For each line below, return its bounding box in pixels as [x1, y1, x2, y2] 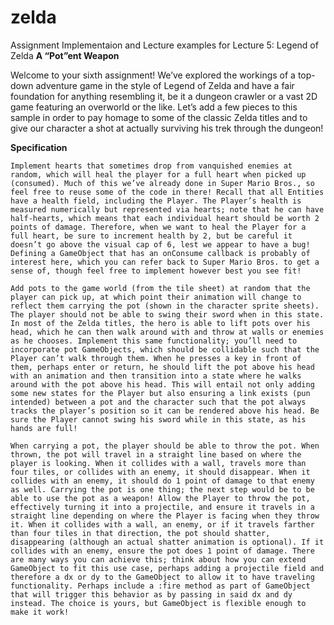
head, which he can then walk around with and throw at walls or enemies [10, 327, 325, 337]
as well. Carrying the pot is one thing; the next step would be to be [10, 484, 315, 495]
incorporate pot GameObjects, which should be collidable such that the [10, 344, 320, 355]
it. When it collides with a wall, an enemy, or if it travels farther [10, 519, 315, 530]
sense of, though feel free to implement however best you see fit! [10, 266, 302, 276]
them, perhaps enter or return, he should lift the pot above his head [10, 362, 315, 372]
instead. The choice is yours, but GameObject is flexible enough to [10, 598, 307, 608]
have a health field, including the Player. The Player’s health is [10, 196, 302, 206]
